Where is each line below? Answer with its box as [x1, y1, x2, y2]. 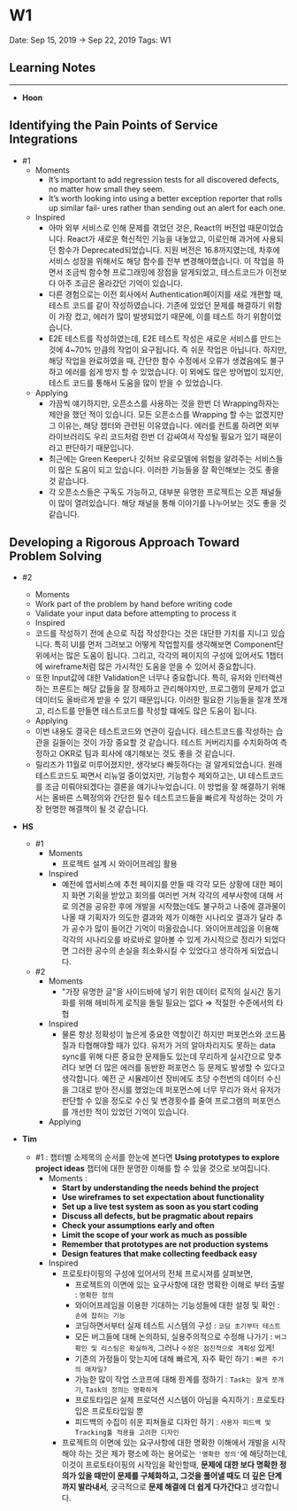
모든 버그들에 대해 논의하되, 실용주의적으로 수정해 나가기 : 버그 [74, 1331, 287, 1343]
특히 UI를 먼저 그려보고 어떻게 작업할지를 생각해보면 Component [54, 639, 277, 650]
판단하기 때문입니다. [65, 442, 134, 453]
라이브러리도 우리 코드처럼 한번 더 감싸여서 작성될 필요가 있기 [48, 431, 259, 441]
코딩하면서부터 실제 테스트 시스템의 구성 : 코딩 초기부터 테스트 [74, 1320, 281, 1331]
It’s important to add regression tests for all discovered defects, [48, 174, 279, 184]
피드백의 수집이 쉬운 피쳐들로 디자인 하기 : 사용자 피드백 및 [74, 1417, 271, 1428]
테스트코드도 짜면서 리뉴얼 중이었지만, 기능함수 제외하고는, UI [34, 770, 247, 781]
